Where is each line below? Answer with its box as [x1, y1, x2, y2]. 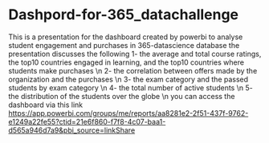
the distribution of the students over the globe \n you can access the [8, 91, 235, 101]
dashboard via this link [8, 100, 83, 109]
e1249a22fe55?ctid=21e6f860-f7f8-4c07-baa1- [8, 117, 166, 126]
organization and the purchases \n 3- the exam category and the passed [8, 74, 249, 84]
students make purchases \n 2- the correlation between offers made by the [8, 66, 258, 75]
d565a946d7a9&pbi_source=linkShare [8, 125, 136, 135]
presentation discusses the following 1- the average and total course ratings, [8, 49, 262, 58]
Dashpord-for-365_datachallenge [8, 6, 239, 24]
